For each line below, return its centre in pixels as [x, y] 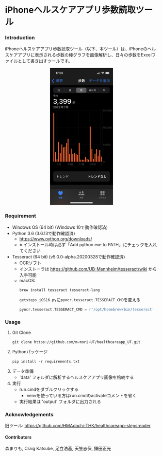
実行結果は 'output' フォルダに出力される [60, 401]
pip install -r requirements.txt [46, 361]
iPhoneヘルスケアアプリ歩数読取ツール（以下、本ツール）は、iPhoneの [76, 49]
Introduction [20, 38]
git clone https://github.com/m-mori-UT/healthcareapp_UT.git [76, 342]
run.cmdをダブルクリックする [49, 389]
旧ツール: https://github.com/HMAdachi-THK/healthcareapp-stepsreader [78, 426]
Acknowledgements [29, 414]
